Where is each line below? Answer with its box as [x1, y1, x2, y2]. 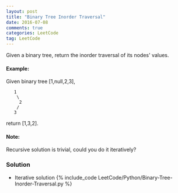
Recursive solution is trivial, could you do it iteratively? [6, 146, 137, 153]
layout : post [6, 8, 38, 15]
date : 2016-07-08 [6, 19, 48, 25]
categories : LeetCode [6, 30, 59, 36]
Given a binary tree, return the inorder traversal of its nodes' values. [6, 52, 169, 58]
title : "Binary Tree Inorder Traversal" [6, 14, 106, 20]
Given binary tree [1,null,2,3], [6, 78, 76, 85]
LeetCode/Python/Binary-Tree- [98, 174, 173, 181]
